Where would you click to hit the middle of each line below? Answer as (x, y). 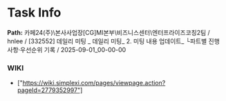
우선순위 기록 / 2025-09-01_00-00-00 (73, 49)
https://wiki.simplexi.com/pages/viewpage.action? (94, 83)
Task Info (34, 13)
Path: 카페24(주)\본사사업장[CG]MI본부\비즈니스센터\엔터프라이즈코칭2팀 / (109, 32)
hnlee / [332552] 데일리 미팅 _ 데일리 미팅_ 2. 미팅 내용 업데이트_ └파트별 (107, 41)
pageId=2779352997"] (50, 90)
